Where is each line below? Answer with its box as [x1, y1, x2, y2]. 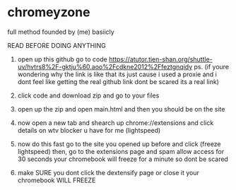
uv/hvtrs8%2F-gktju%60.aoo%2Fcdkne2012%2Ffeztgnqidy [17, 62, 193, 71]
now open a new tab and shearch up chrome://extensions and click [17, 118, 214, 127]
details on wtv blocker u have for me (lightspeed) [17, 126, 161, 134]
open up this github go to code [17, 54, 107, 64]
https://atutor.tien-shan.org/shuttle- [108, 54, 213, 64]
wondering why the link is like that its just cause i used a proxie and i [17, 70, 217, 78]
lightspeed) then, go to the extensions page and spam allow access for [17, 147, 225, 155]
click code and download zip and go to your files [17, 91, 160, 100]
